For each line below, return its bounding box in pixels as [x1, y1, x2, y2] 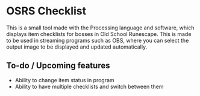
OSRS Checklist [6, 4, 86, 18]
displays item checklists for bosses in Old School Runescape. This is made [6, 30, 192, 37]
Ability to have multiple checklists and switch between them [14, 83, 164, 90]
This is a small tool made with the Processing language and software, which [6, 24, 195, 31]
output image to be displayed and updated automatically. [6, 43, 148, 50]
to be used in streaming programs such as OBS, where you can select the [6, 37, 189, 44]
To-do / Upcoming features [6, 61, 110, 71]
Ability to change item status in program [14, 76, 114, 83]
